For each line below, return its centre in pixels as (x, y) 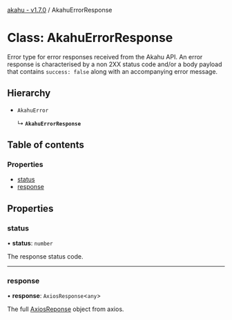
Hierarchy (29, 93)
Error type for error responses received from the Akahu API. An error (105, 57)
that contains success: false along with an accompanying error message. (113, 71)
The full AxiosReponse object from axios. (66, 309)
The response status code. (45, 257)
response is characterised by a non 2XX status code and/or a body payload (115, 64)
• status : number (30, 243)
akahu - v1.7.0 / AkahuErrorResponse (60, 10)
